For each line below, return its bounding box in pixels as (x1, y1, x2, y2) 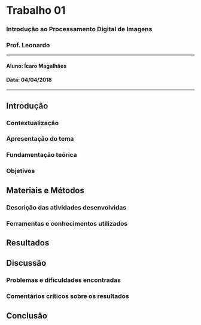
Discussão (6, 258, 47, 268)
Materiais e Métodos (6, 185, 85, 195)
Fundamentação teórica (6, 151, 77, 159)
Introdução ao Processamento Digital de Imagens (6, 25, 153, 34)
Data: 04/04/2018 (6, 76, 52, 83)
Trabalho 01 (6, 4, 66, 17)
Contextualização (6, 119, 59, 127)
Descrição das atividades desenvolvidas (6, 203, 127, 211)
